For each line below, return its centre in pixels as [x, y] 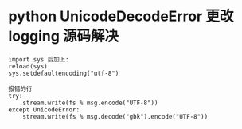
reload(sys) [28, 66]
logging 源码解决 [64, 36]
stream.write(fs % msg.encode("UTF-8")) [90, 103]
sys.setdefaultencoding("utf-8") [64, 73]
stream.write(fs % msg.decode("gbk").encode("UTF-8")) [115, 116]
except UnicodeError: [44, 109]
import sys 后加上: [39, 59]
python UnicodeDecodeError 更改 [121, 16]
